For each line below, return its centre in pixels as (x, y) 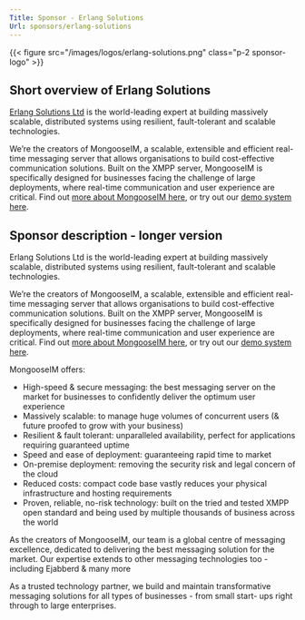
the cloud (40, 474)
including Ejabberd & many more (70, 569)
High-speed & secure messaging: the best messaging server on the (149, 388)
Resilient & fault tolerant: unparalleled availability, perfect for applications (159, 436)
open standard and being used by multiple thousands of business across (158, 513)
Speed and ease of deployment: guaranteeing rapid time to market (147, 455)
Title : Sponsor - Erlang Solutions (77, 18)
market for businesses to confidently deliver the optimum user (139, 397)
